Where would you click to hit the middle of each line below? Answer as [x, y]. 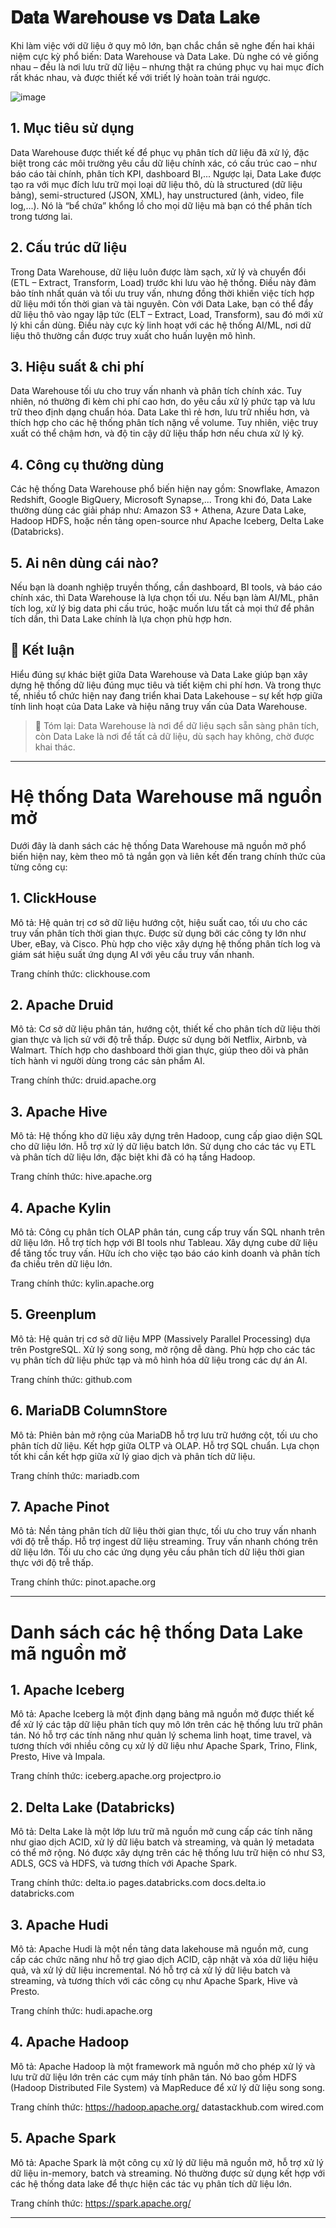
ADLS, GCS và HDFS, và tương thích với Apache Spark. [124, 1863]
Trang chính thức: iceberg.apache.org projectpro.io [116, 1776]
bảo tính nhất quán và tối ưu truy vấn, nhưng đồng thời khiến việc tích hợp [162, 293]
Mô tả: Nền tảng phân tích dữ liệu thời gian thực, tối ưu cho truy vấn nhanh [163, 1531]
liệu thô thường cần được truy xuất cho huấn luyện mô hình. [133, 335]
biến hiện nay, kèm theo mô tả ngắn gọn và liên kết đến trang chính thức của [168, 856]
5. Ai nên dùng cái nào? [84, 562]
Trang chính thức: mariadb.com [75, 1475]
